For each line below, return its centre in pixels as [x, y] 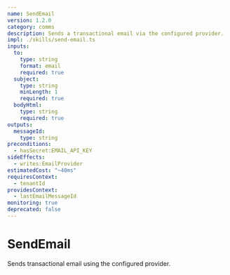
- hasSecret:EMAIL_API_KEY [53, 151]
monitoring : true [33, 203]
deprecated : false [34, 210]
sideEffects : [26, 157]
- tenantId [29, 183]
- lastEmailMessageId [45, 196]
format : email [40, 66]
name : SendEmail [31, 14]
